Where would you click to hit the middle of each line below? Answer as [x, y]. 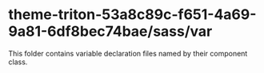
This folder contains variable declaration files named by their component [128, 53]
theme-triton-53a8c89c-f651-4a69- [132, 15]
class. [18, 62]
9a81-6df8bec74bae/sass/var [110, 31]
